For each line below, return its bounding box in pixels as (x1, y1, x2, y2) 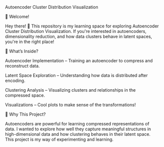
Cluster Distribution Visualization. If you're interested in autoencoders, (5, 28, 147, 34)
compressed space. (5, 93, 46, 98)
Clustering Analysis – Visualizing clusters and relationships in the (5, 87, 136, 93)
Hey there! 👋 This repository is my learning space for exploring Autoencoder (5, 23, 159, 29)
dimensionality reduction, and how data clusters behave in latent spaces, (5, 34, 152, 39)
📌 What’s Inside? (5, 49, 39, 54)
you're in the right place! (5, 39, 55, 45)
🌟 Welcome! (5, 14, 29, 19)
